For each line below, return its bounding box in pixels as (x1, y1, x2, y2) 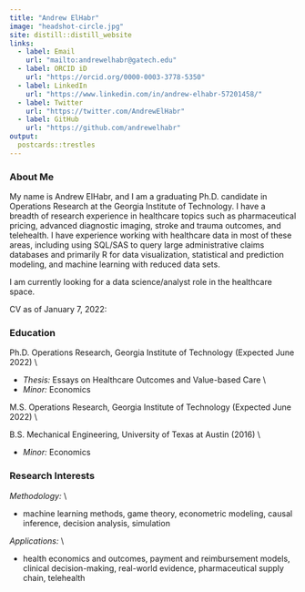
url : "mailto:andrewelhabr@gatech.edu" (25, 56, 178, 65)
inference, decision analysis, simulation (22, 517, 171, 528)
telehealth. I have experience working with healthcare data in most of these (9, 230, 292, 241)
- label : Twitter (17, 97, 84, 107)
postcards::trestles (17, 140, 96, 149)
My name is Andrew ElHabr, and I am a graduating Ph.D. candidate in (9, 191, 268, 202)
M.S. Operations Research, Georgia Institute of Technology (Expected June (9, 402, 292, 413)
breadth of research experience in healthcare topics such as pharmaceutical (9, 210, 297, 221)
